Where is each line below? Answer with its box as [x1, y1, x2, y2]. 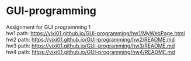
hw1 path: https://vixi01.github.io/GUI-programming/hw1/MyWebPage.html [6, 29, 185, 36]
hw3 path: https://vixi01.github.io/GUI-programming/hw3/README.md [6, 42, 175, 49]
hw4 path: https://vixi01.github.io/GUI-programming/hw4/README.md [6, 48, 175, 55]
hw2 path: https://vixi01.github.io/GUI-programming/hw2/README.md [6, 36, 175, 43]
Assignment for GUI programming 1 [6, 23, 91, 30]
